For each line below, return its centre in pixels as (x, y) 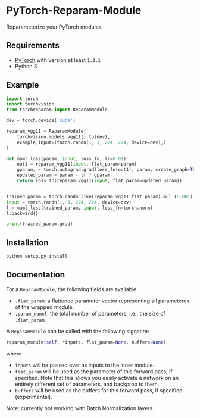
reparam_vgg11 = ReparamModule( (46, 132)
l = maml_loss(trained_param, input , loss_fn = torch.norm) (79, 208)
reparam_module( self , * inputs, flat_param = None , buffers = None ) (86, 342)
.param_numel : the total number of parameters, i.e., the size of (90, 313)
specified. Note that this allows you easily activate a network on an (97, 378)
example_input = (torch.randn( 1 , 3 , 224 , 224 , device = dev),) (92, 142)
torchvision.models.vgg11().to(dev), (64, 137)
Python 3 (26, 66)
